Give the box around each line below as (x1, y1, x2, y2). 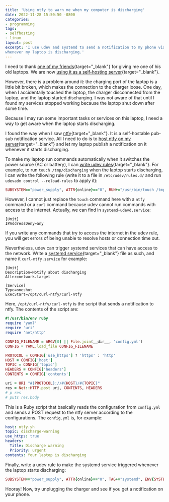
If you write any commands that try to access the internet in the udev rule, (5, 230, 159, 236)
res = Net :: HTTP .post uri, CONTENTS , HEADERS (5, 385, 102, 391)
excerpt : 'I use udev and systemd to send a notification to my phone (5, 45, 156, 50)
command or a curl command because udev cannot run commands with (5, 202, 156, 208)
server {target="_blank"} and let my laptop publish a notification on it (5, 141, 147, 147)
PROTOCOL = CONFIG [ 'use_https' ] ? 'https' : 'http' (5, 353, 116, 358)
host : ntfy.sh (5, 424, 35, 429)
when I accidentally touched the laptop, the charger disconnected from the (5, 89, 160, 95)
